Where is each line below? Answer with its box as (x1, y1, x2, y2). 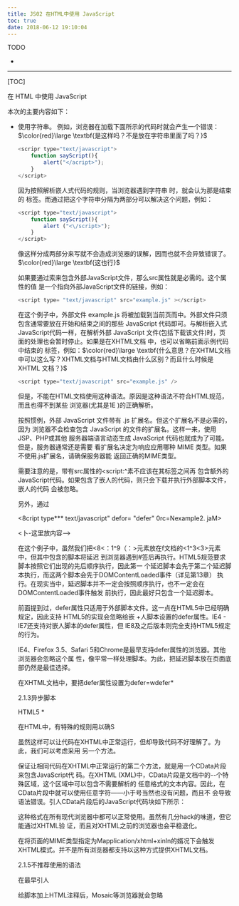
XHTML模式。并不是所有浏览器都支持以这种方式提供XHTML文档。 (17, 845, 212, 854)
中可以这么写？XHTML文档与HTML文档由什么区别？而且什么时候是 (17, 355, 214, 364)
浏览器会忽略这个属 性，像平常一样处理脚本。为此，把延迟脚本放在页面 (17, 654, 225, 663)
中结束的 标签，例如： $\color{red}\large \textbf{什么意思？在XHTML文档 (17, 346, 231, 354)
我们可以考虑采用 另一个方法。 (30, 746, 119, 755)
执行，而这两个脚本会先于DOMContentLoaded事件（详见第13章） (23, 570, 216, 579)
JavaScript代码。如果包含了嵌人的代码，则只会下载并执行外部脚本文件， (17, 475, 230, 484)
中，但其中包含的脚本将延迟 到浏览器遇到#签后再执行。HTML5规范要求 (17, 552, 226, 561)
